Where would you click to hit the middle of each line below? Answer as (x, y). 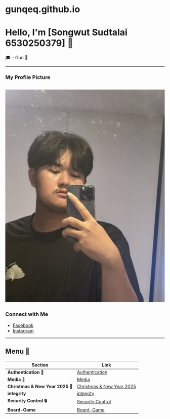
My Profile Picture (28, 77)
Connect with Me (27, 314)
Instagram (23, 330)
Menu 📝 (17, 351)
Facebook (23, 325)
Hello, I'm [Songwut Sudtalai (66, 33)
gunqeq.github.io (43, 9)
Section (40, 365)
